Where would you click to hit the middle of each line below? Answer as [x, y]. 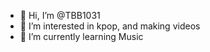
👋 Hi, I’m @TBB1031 [60, 15]
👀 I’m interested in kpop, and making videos [110, 26]
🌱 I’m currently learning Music [81, 36]
